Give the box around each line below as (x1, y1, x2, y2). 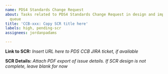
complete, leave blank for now (5, 63, 68, 69)
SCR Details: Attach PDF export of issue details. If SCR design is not (5, 58, 146, 64)
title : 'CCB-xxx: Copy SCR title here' (5, 21, 88, 26)
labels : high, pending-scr (5, 26, 61, 31)
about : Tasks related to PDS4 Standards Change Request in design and (5, 12, 155, 17)
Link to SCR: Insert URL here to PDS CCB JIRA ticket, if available (5, 48, 138, 54)
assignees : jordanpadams (5, 30, 57, 35)
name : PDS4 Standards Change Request (5, 7, 84, 12)
